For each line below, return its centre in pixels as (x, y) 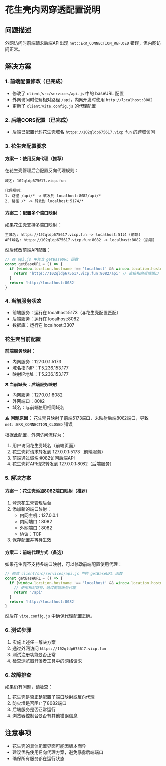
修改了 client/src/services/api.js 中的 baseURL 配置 (68, 93)
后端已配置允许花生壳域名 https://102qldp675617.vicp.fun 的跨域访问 (83, 132)
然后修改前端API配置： (28, 250)
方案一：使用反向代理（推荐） (35, 158)
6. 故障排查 (18, 675)
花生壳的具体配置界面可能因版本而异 (49, 746)
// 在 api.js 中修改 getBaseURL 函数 (41, 260)
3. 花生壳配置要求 (26, 146)
